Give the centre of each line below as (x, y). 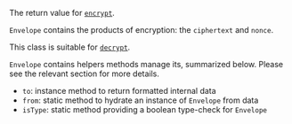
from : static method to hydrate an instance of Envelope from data (140, 100)
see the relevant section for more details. (85, 74)
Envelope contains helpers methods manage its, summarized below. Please (146, 64)
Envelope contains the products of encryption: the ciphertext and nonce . (142, 30)
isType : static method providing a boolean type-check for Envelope (144, 109)
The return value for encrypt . (62, 13)
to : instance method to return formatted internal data (119, 91)
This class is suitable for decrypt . (70, 47)
